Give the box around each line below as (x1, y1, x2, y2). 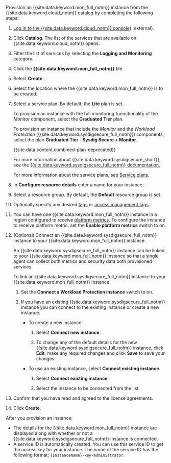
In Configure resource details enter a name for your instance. (13, 182, 144, 188)
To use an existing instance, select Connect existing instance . (28, 365, 161, 372)
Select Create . (13, 76, 44, 81)
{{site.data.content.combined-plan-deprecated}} (13, 147, 116, 153)
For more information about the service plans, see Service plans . (13, 172, 150, 178)
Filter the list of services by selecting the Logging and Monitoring (13, 51, 152, 56)
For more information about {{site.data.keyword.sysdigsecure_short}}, (13, 157, 161, 162)
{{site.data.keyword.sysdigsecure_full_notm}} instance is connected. (13, 436, 158, 442)
